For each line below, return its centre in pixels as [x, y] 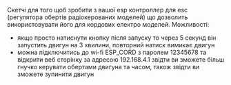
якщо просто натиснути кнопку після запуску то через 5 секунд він [117, 38]
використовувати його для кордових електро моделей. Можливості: [108, 24]
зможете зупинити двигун [56, 74]
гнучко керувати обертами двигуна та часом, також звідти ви [108, 67]
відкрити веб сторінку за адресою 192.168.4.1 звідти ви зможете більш [121, 60]
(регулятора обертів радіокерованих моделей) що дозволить [98, 17]
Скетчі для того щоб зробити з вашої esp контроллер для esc [98, 10]
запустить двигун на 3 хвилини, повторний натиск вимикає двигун [116, 45]
